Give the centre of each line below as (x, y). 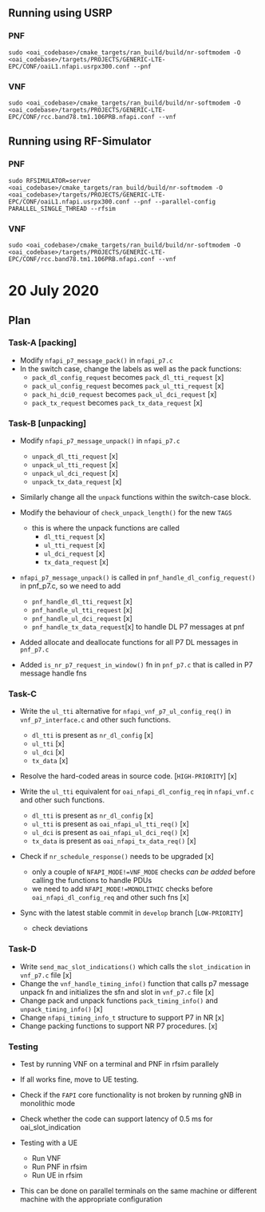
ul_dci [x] (48, 752)
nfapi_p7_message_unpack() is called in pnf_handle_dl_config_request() (138, 577)
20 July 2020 (54, 291)
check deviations (60, 929)
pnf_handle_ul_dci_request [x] (82, 619)
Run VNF (46, 1159)
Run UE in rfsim (57, 1175)
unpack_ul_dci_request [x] (75, 473)
